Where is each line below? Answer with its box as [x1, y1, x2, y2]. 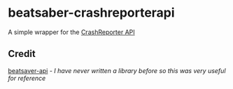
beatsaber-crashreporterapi [8, 5, 175, 21]
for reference [8, 74, 46, 82]
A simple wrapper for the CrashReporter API [8, 28, 135, 36]
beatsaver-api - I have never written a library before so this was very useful [8, 66, 226, 74]
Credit [8, 48, 36, 60]
